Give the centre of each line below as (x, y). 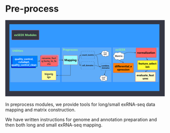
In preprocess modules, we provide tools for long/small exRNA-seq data (80, 105)
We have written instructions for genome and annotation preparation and (81, 120)
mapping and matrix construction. (40, 110)
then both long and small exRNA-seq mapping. (54, 125)
